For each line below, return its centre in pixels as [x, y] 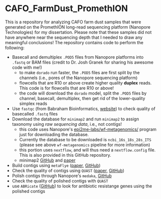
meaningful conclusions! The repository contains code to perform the [74, 42]
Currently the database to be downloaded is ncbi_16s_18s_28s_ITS [85, 139]
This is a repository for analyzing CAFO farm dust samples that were [73, 22]
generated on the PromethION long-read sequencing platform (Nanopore [78, 27]
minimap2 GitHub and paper [47, 160]
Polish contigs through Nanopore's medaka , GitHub [62, 176]
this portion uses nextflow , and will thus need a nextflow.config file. [87, 150]
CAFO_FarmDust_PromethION [66, 8]
